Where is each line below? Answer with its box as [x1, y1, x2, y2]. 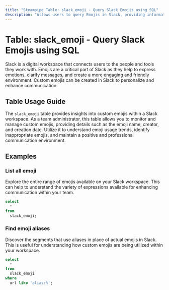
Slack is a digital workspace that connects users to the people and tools [5, 61, 154, 67]
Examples [5, 152, 37, 160]
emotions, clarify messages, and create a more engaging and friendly [5, 72, 149, 78]
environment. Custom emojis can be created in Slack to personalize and [5, 77, 154, 83]
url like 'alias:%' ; [10, 280, 53, 285]
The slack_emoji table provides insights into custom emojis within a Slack [5, 110, 157, 117]
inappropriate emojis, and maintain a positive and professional [5, 132, 134, 138]
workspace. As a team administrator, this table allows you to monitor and [5, 116, 156, 122]
